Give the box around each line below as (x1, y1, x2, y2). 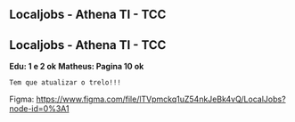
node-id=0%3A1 (9, 103, 70, 114)
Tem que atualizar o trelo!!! (9, 78, 122, 87)
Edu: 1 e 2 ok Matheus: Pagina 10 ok (9, 61, 144, 72)
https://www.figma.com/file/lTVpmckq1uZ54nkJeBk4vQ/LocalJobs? (36, 94, 287, 105)
